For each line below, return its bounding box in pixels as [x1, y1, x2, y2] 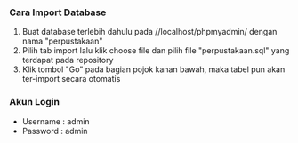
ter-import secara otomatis [21, 74, 121, 84]
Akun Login [9, 96, 60, 108]
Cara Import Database [9, 6, 107, 19]
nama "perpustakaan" [21, 36, 103, 46]
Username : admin [21, 115, 91, 126]
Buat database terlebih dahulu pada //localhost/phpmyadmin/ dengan [21, 27, 278, 37]
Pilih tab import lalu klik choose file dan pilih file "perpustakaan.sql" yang [21, 45, 290, 56]
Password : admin [21, 125, 88, 136]
